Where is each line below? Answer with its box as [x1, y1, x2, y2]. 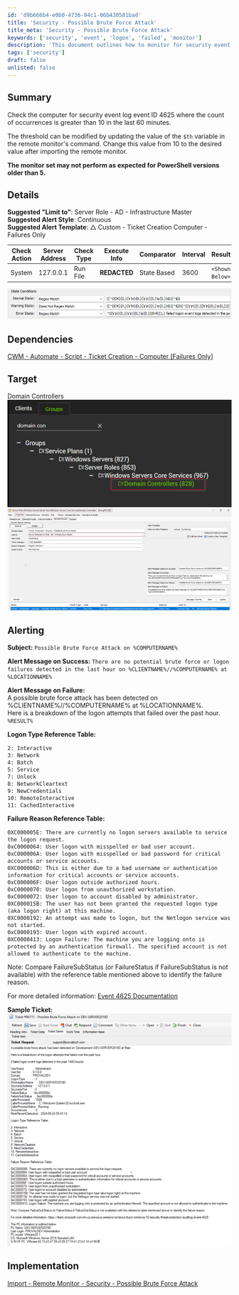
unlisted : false [7, 64, 55, 71]
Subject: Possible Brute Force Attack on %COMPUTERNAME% [7, 643, 178, 652]
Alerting [7, 624, 45, 636]
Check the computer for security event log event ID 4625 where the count [7, 111, 225, 119]
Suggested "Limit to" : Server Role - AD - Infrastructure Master [7, 208, 193, 217]
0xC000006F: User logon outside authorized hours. [7, 879, 161, 886]
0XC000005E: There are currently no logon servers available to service [7, 829, 228, 836]
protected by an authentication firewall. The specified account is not [7, 943, 228, 951]
